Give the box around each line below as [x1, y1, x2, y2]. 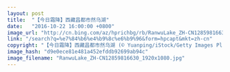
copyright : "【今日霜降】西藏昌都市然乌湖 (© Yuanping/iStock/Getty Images [7, 42, 214, 49]
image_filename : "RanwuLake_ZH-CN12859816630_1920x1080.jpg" [7, 55, 186, 62]
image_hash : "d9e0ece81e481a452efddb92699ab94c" [7, 49, 149, 56]
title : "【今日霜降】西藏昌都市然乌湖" [7, 16, 110, 23]
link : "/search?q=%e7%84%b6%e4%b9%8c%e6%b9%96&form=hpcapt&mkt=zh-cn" [7, 36, 213, 43]
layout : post [7, 10, 44, 17]
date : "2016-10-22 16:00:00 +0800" [7, 23, 115, 29]
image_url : [7, 29, 38, 36]
